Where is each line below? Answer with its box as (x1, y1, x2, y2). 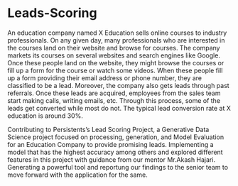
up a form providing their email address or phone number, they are (7, 73, 202, 82)
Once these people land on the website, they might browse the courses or (7, 58, 225, 67)
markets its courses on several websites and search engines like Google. (7, 51, 220, 60)
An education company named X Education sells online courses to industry (7, 28, 227, 37)
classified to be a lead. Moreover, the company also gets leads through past (7, 81, 229, 89)
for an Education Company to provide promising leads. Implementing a (7, 140, 215, 148)
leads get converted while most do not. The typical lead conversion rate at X (7, 104, 231, 112)
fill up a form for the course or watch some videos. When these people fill (7, 66, 223, 75)
